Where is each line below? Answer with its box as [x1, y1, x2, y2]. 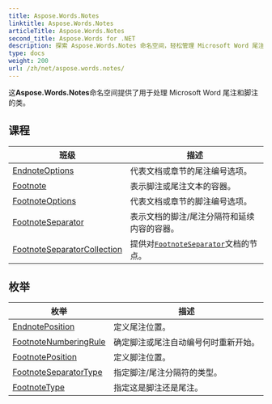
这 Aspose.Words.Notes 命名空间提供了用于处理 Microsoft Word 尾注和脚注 [8, 87, 259, 97]
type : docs [8, 49, 45, 57]
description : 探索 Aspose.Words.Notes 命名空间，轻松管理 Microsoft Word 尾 [8, 42, 259, 50]
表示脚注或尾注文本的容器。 [130, 180, 236, 191]
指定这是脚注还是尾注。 [113, 382, 203, 393]
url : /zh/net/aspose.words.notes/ [8, 65, 125, 73]
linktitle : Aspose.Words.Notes [8, 19, 114, 27]
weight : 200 [8, 57, 49, 65]
